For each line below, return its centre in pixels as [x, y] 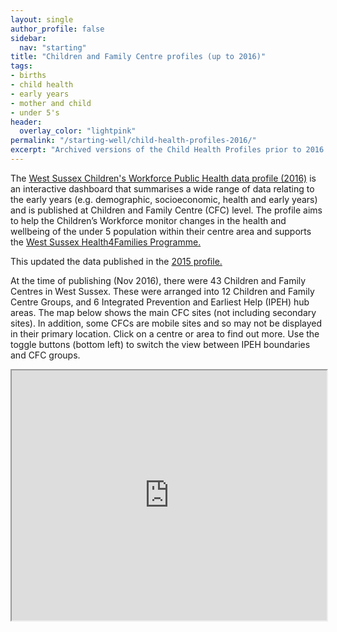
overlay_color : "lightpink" [78, 131]
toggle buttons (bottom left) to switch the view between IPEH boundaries [160, 344]
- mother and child [51, 103]
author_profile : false [57, 29]
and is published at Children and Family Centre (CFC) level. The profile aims [166, 210]
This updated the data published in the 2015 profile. [116, 261]
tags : [21, 66]
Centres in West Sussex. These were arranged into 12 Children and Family [162, 291]
